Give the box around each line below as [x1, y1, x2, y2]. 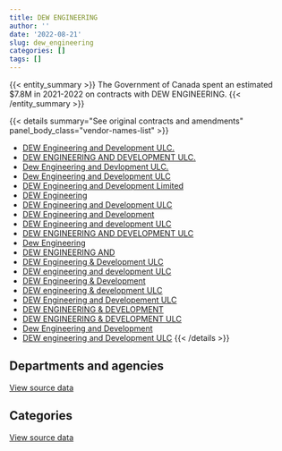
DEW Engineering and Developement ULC [21, 294, 177, 305]
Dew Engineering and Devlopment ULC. [21, 162, 169, 172]
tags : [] [9, 55, 42, 64]
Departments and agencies [9, 359, 164, 374]
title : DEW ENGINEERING [9, 13, 98, 22]
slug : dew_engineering [9, 38, 94, 47]
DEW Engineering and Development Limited [21, 181, 184, 191]
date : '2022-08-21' [9, 30, 82, 38]
